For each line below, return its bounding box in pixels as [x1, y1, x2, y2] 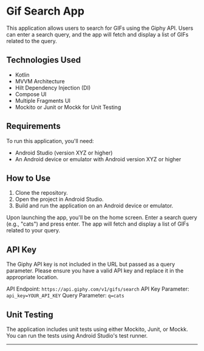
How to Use [6, 173, 51, 183]
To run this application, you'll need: [6, 137, 94, 144]
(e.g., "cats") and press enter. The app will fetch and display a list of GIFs [6, 220, 189, 228]
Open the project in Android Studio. [15, 196, 104, 203]
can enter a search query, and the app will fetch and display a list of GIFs [6, 30, 189, 38]
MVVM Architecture [15, 77, 65, 85]
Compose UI [15, 90, 47, 98]
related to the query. [6, 37, 58, 44]
